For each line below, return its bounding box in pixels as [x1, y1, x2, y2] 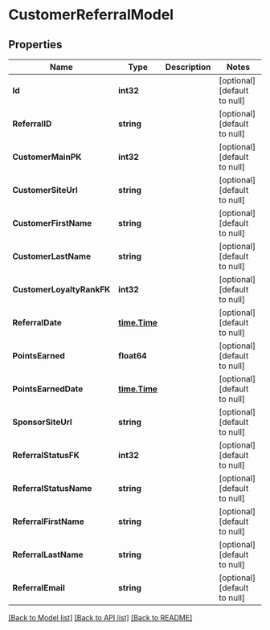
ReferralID [12, 118, 52, 129]
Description [165, 62, 211, 72]
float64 [117, 350, 147, 361]
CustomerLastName [12, 251, 91, 262]
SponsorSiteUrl [12, 416, 72, 427]
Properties [8, 38, 63, 51]
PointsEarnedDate [12, 383, 84, 395]
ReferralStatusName [12, 483, 92, 493]
